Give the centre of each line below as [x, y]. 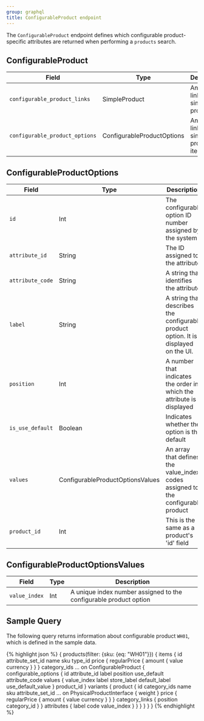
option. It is [181, 336]
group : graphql [25, 12]
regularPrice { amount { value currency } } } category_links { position [92, 699]
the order [179, 384]
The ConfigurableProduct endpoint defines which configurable [84, 35]
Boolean [71, 428]
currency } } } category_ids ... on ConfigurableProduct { [76, 667]
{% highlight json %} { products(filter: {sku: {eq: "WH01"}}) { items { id [94, 654]
